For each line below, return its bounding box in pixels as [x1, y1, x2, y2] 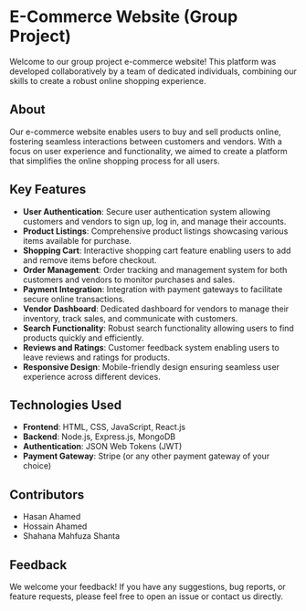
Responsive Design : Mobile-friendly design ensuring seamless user [22, 361, 280, 372]
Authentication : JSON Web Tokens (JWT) [22, 441, 183, 452]
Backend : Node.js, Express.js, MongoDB [22, 431, 176, 442]
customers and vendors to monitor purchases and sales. [22, 274, 236, 285]
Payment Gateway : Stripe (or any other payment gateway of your [22, 450, 270, 462]
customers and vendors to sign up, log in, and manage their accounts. [22, 216, 287, 226]
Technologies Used [9, 397, 121, 413]
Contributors [9, 487, 85, 502]
